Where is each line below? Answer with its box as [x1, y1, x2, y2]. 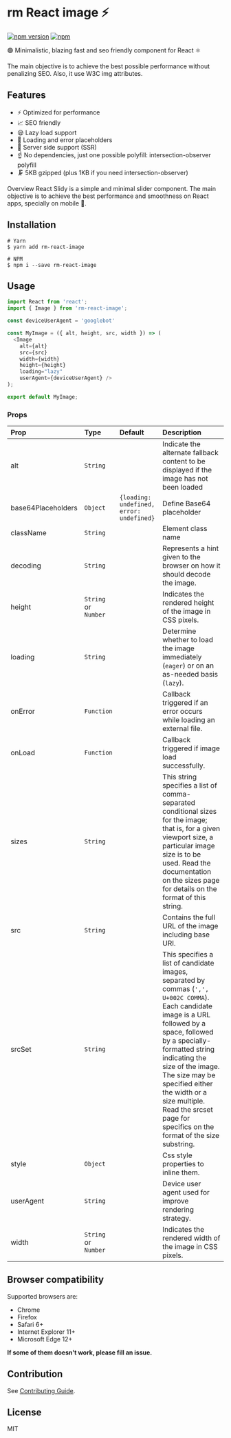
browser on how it [162, 561, 221, 570]
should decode [162, 570, 211, 579]
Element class [162, 524, 208, 534]
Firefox [16, 1312, 38, 1321]
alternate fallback [162, 448, 219, 458]
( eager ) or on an [162, 661, 214, 670]
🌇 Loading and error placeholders [16, 135, 113, 144]
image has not [162, 474, 208, 483]
